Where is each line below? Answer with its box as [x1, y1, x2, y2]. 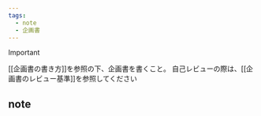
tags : [8, 11, 26, 20]
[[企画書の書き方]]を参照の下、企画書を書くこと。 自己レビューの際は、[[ [8, 64, 247, 73]
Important [8, 48, 40, 58]
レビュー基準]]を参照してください [28, 74, 138, 84]
